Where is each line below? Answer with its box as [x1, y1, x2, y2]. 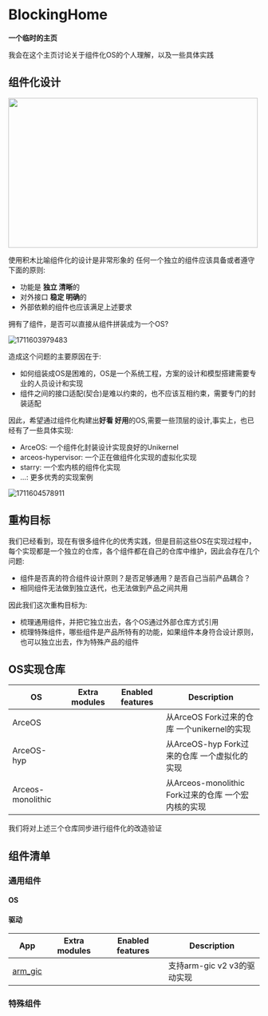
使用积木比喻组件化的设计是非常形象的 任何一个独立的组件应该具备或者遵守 [8, 255, 255, 264]
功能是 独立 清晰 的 [19, 282, 81, 292]
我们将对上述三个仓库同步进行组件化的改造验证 [8, 824, 162, 833]
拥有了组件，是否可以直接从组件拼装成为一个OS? [8, 319, 169, 328]
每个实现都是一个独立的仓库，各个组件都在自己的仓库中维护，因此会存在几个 [8, 546, 260, 556]
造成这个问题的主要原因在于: [8, 351, 102, 361]
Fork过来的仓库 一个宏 [166, 789, 250, 800]
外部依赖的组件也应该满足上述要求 [19, 302, 132, 312]
